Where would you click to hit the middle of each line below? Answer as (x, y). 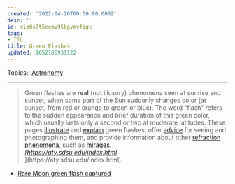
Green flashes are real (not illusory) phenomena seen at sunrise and (123, 92)
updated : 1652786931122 (42, 53)
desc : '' (20, 20)
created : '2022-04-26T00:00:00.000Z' (62, 14)
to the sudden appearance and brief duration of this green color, (117, 115)
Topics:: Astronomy (35, 72)
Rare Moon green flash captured (64, 173)
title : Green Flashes (39, 46)
